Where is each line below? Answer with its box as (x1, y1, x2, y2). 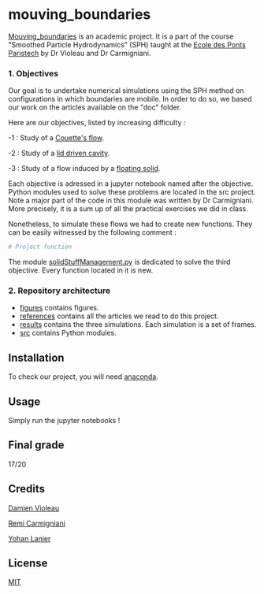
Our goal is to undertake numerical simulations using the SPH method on (8, 86, 244, 95)
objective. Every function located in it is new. (8, 265, 154, 275)
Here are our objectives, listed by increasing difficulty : (8, 118, 186, 128)
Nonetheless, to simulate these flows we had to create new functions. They (8, 219, 253, 229)
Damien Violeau (8, 503, 60, 513)
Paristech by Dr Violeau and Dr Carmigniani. (8, 48, 151, 58)
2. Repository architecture (8, 285, 111, 296)
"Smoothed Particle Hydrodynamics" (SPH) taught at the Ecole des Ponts (8, 39, 246, 49)
